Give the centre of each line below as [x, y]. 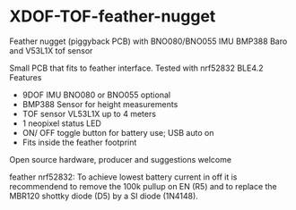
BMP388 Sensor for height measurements [100, 104]
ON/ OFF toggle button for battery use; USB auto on [118, 132]
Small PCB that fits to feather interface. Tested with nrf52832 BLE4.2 [136, 68]
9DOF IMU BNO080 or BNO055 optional [96, 95]
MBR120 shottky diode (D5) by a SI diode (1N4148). [104, 196]
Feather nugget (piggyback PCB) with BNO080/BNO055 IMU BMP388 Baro [148, 41]
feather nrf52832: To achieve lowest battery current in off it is [123, 177]
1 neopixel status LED [61, 123]
